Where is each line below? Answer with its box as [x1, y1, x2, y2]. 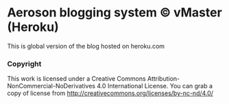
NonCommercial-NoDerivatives [7, 82, 96, 90]
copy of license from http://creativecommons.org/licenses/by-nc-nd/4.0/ [7, 89, 214, 97]
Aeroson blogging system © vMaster [7, 5, 223, 21]
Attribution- [147, 75, 180, 83]
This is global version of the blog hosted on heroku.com [7, 42, 165, 50]
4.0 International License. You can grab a [97, 82, 213, 90]
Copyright [7, 59, 42, 68]
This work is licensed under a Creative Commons [7, 75, 146, 83]
